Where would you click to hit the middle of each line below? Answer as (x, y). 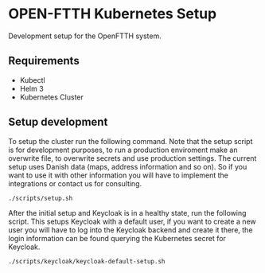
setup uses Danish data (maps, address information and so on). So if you (128, 166)
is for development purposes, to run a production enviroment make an (123, 150)
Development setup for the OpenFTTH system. (85, 36)
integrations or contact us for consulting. (75, 183)
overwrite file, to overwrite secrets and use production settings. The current (132, 158)
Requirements (44, 61)
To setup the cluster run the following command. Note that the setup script (131, 141)
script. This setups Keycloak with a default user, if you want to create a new (132, 222)
